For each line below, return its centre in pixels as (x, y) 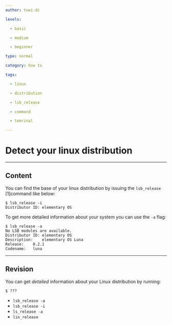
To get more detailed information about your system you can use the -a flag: (86, 217)
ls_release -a (28, 312)
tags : (11, 75)
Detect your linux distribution (69, 151)
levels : (14, 19)
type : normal (19, 56)
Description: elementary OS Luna (44, 240)
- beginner (21, 47)
